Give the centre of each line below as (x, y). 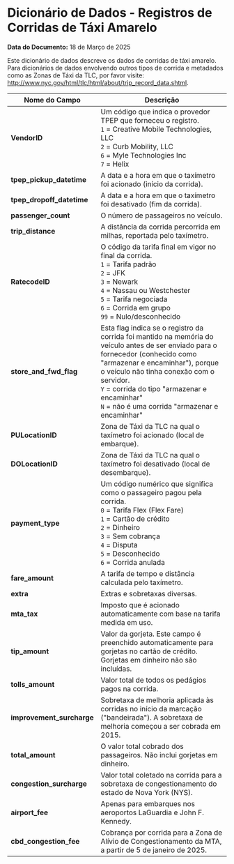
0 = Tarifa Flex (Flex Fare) (142, 510)
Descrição (162, 100)
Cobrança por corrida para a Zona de (162, 833)
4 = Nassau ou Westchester (146, 290)
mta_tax (24, 614)
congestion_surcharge (49, 784)
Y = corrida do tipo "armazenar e (154, 388)
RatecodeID (30, 282)
